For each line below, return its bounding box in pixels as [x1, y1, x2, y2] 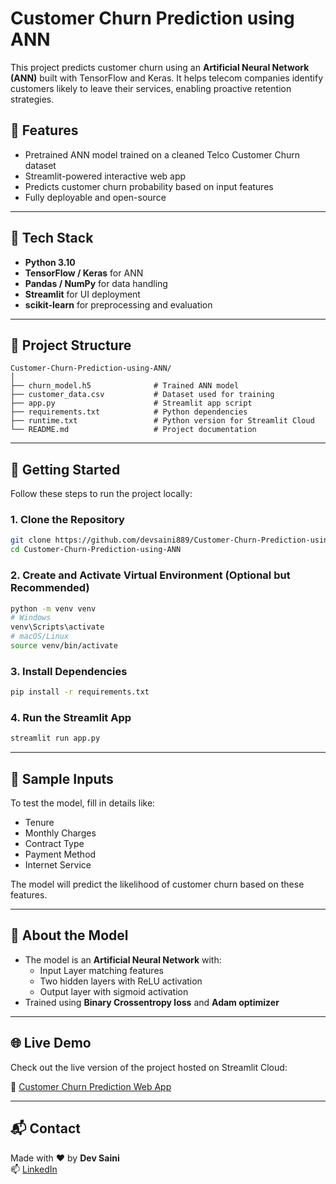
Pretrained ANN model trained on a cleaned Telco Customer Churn [24, 148, 301, 161]
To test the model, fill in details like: [10, 797, 156, 809]
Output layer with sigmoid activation [39, 985, 189, 997]
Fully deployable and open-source [24, 191, 167, 203]
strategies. [10, 93, 55, 105]
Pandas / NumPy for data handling [24, 277, 168, 289]
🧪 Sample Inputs [10, 770, 114, 787]
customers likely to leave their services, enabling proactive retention [10, 82, 292, 94]
